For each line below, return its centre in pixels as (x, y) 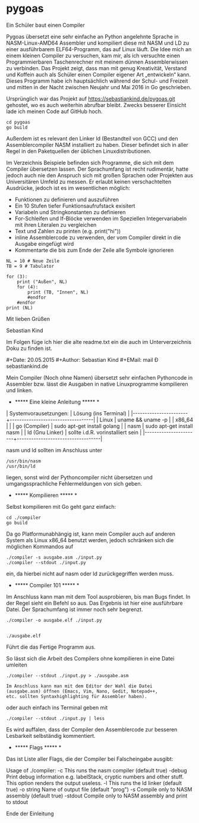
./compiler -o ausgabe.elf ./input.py (54, 620)
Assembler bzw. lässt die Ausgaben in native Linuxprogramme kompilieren (97, 384)
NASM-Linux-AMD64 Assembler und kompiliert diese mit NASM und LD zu (98, 43)
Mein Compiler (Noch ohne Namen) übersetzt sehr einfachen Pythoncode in (99, 377)
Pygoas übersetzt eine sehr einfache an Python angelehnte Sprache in (93, 36)
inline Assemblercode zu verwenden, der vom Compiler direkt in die (98, 237)
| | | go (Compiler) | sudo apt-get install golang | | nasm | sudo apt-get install (99, 426)
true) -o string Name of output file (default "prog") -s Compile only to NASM (99, 789)
